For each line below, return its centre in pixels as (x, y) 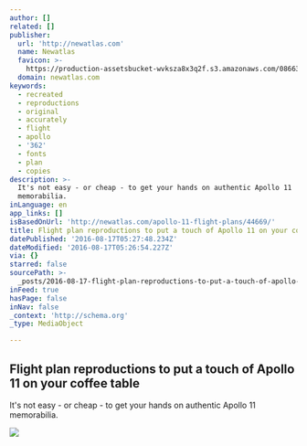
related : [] (32, 27)
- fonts (32, 154)
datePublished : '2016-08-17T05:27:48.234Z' (94, 239)
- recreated (41, 94)
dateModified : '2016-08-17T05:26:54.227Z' (91, 248)
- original (38, 111)
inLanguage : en (38, 205)
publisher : (30, 35)
